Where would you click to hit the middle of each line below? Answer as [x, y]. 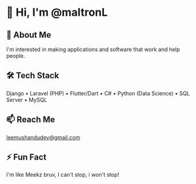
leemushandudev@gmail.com [43, 137]
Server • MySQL [27, 100]
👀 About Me [29, 35]
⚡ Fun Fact [26, 157]
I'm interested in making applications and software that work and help [93, 49]
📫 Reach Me [31, 120]
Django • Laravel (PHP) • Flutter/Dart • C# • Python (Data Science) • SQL [98, 93]
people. [16, 56]
